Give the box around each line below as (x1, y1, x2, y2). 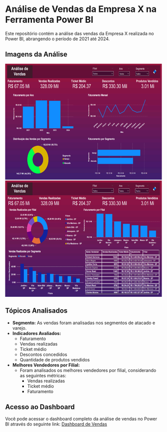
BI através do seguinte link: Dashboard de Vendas (5, 421, 107, 427)
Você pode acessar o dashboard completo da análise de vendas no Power (5, 416, 158, 422)
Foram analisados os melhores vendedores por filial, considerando (19, 367, 157, 373)
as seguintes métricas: (19, 372, 67, 378)
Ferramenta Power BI (5, 14, 93, 25)
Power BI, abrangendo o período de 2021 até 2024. (5, 36, 110, 42)
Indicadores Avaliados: (12, 330, 61, 336)
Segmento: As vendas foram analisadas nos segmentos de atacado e (12, 320, 156, 326)
